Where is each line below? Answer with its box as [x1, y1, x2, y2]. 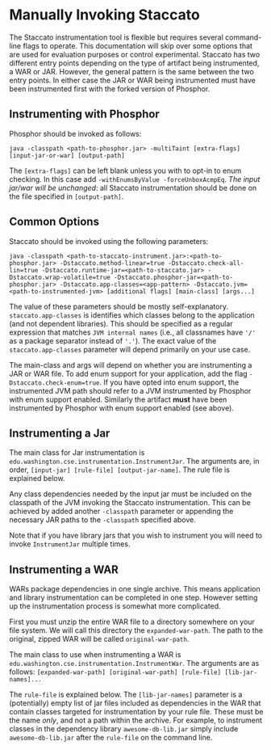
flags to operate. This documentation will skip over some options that [23, 40, 253, 50]
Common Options [9, 215, 100, 229]
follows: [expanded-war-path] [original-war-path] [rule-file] [9, 667, 222, 676]
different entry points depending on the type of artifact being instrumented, [9, 58, 260, 68]
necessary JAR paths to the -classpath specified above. [9, 515, 196, 525]
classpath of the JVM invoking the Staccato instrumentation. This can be [9, 498, 251, 508]
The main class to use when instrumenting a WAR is [9, 650, 181, 659]
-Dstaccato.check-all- [167, 259, 244, 268]
